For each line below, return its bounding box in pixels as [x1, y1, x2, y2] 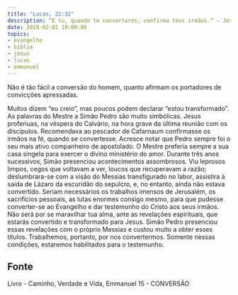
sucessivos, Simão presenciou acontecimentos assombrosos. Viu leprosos [7, 157, 225, 166]
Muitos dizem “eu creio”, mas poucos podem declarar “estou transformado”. [7, 104, 229, 112]
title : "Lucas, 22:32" [7, 10, 74, 18]
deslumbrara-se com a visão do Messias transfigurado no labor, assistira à [7, 172, 225, 181]
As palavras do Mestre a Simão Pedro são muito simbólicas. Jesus [7, 112, 202, 120]
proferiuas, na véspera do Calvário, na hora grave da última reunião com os [7, 119, 228, 128]
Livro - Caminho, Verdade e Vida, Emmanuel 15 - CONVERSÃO [7, 279, 190, 288]
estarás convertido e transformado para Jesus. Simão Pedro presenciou [7, 218, 218, 226]
